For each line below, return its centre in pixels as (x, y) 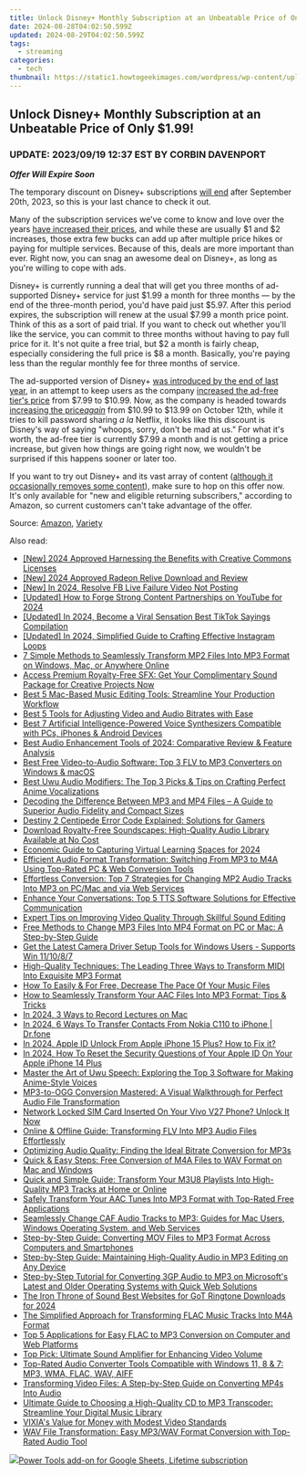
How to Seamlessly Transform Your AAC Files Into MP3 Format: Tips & (154, 996)
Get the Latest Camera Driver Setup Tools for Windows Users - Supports (159, 947)
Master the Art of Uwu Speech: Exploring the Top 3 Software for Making (158, 1073)
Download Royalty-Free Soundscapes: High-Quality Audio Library (146, 830)
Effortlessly (44, 1141)
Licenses (40, 568)
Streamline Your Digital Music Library (92, 1413)
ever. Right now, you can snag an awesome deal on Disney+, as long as (143, 258)
